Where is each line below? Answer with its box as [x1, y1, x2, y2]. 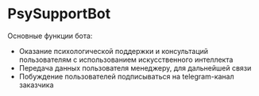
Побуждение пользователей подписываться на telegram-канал [18, 71, 235, 81]
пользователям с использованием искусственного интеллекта [18, 55, 234, 64]
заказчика [18, 80, 54, 90]
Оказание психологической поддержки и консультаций [18, 46, 208, 56]
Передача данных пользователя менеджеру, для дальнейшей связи [18, 63, 252, 72]
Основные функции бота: [7, 31, 93, 40]
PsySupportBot [7, 5, 111, 23]
